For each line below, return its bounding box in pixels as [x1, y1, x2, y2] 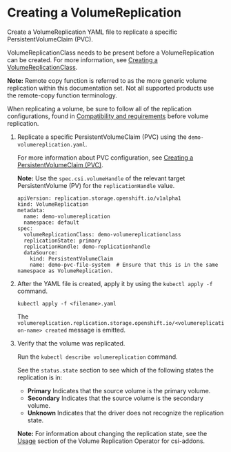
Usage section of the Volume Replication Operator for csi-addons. [17, 437, 205, 445]
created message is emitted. [45, 326, 126, 334]
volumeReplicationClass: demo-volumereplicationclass [23, 231, 181, 238]
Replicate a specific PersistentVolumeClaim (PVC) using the [17, 133, 188, 141]
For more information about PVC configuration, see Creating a [17, 153, 194, 162]
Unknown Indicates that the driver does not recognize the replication [27, 408, 224, 417]
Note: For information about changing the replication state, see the [17, 429, 208, 437]
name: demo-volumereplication [23, 213, 110, 220]
